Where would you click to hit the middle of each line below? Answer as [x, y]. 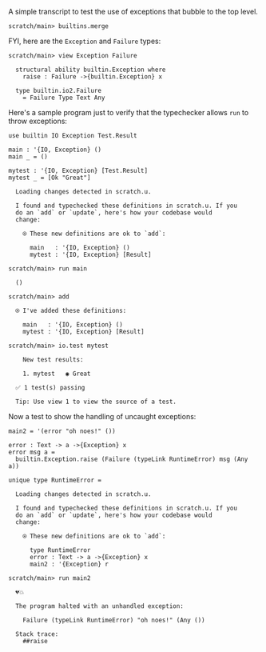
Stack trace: [37, 634]
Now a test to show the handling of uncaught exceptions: [102, 416]
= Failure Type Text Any [64, 98]
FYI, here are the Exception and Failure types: [85, 41]
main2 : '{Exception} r [69, 564]
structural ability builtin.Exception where [91, 70]
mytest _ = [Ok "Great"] [50, 178]
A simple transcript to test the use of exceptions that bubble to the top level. [133, 12]
